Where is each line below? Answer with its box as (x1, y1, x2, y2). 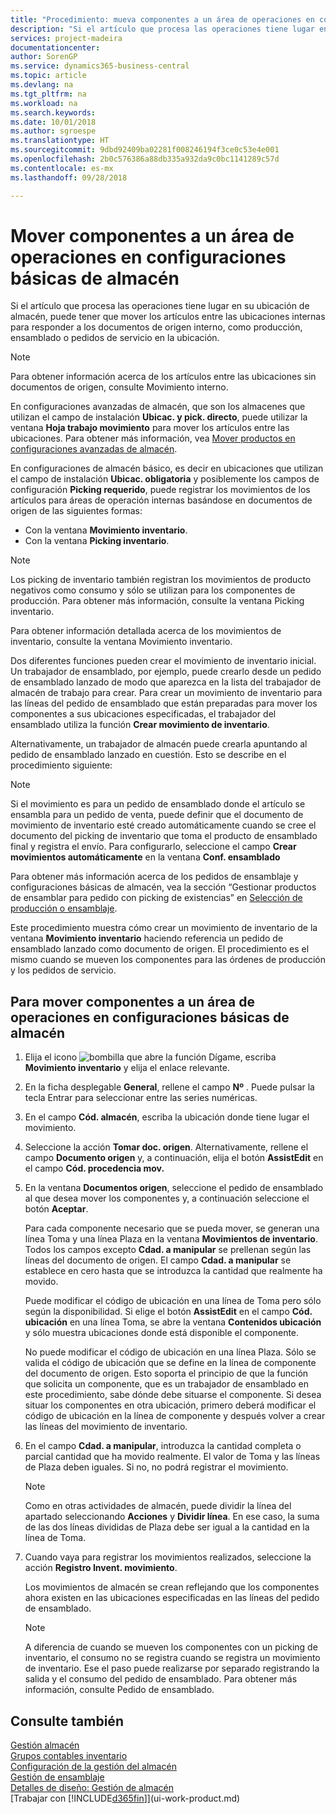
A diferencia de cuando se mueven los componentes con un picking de (24, 1641, 318, 1653)
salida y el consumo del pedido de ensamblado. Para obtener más (24, 1673, 298, 1685)
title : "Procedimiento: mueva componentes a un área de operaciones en (10, 14, 315, 25)
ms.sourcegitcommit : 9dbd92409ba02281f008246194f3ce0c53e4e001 (10, 145, 280, 155)
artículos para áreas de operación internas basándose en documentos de (10, 494, 313, 506)
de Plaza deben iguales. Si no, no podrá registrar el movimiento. (24, 1461, 289, 1473)
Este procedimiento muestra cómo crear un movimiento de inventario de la (10, 922, 318, 934)
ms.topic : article (10, 71, 87, 81)
